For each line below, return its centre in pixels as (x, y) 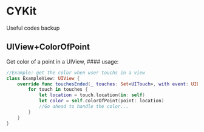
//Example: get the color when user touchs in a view (76, 73)
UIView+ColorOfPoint (48, 47)
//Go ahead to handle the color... (84, 107)
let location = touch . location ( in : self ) (92, 95)
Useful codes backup (33, 28)
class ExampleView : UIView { (43, 78)
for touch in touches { (58, 90)
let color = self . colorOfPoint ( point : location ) (101, 101)
